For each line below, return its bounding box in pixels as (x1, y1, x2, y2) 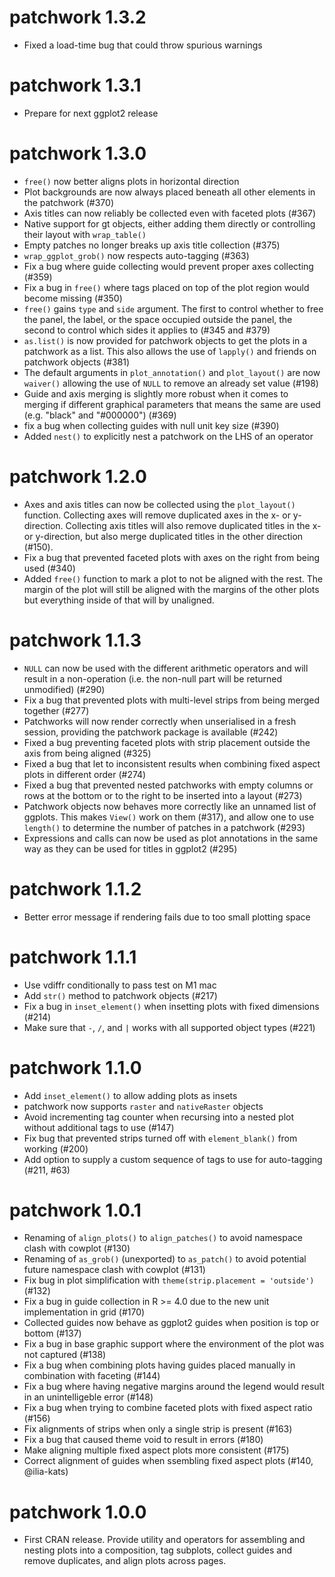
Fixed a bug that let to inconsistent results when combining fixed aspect (23, 757, 321, 770)
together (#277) (23, 704, 90, 716)
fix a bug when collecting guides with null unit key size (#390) (23, 419, 280, 431)
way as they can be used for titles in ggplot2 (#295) (23, 842, 238, 855)
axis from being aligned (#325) (23, 747, 152, 759)
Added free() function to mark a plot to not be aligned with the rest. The (23, 572, 324, 585)
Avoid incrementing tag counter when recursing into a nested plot (23, 1111, 295, 1123)
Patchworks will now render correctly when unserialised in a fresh (23, 715, 297, 727)
